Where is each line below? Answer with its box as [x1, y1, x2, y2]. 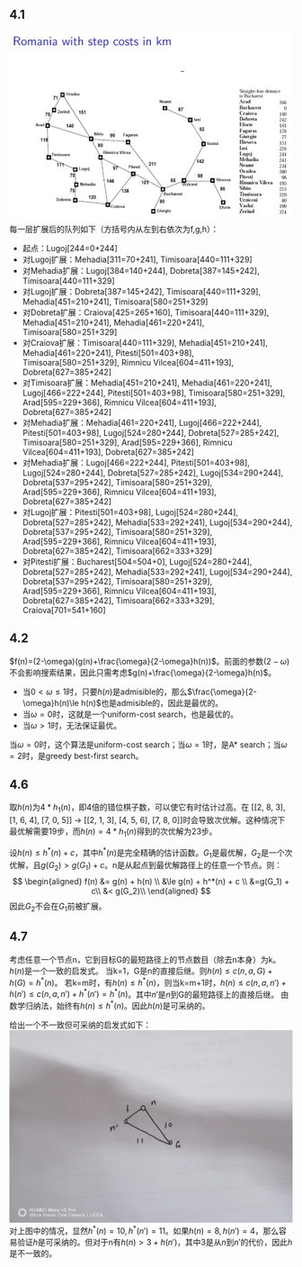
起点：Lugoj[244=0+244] [22, 242, 119, 253]
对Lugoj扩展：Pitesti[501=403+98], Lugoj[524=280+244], [22, 506, 239, 517]
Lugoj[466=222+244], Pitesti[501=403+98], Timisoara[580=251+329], [22, 387, 286, 398]
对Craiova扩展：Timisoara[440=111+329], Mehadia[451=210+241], [22, 337, 268, 348]
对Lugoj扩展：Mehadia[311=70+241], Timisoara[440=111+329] [22, 254, 253, 265]
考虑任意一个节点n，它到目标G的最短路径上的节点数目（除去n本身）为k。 [9, 954, 281, 964]
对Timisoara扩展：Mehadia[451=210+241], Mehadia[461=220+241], [22, 377, 272, 388]
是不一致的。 [9, 1248, 57, 1259]
